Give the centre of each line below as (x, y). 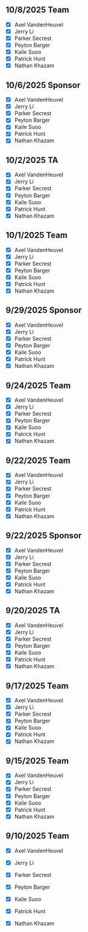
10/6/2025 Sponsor (43, 85)
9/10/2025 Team (38, 836)
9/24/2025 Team (38, 385)
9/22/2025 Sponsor (44, 536)
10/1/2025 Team (36, 235)
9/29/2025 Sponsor (44, 311)
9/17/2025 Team (37, 686)
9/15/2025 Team (37, 761)
